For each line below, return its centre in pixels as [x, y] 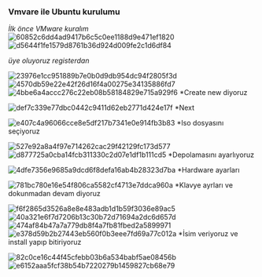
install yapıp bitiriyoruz [45, 242]
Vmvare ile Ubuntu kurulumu [64, 12]
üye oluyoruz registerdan [49, 60]
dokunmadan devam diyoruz [54, 194]
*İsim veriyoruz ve [208, 234]
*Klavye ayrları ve [204, 185]
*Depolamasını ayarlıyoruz [211, 155]
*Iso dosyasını [200, 123]
